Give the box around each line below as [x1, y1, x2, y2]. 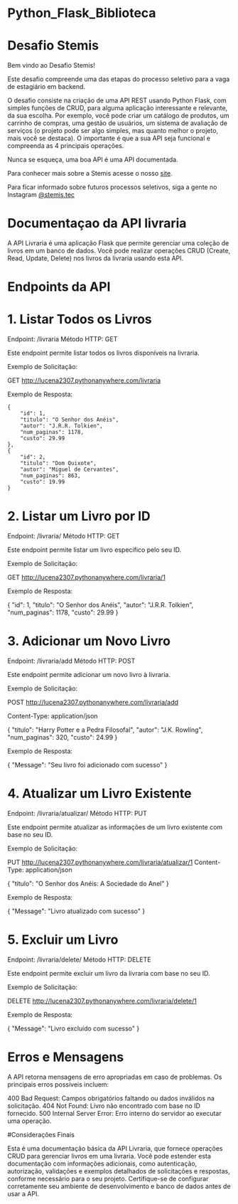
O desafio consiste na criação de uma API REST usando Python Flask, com [7, 96, 227, 105]
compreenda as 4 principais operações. [7, 142, 124, 150]
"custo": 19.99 [20, 479, 65, 486]
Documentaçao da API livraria [7, 215, 187, 232]
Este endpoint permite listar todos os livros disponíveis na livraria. [7, 348, 200, 357]
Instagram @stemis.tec [7, 191, 75, 199]
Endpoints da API [7, 279, 111, 295]
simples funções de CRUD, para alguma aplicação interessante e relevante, [7, 104, 228, 112]
